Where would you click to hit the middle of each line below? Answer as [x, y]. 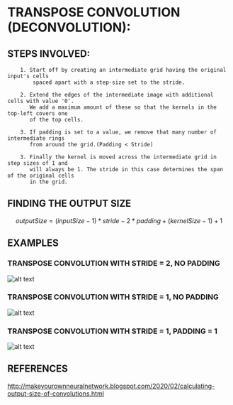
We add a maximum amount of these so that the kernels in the [123, 107]
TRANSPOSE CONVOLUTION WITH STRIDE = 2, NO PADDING [114, 264]
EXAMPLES [33, 243]
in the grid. [49, 182]
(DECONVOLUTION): [69, 27]
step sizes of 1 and [38, 163]
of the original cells [41, 175]
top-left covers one [38, 114]
